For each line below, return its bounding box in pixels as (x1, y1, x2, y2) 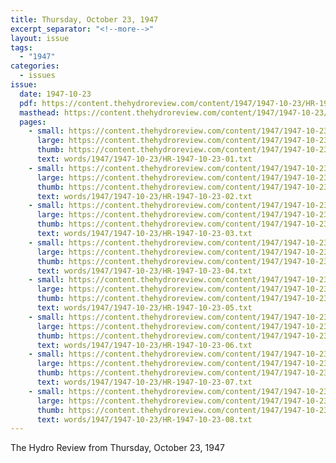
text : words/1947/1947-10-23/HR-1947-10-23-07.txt (36, 377, 253, 387)
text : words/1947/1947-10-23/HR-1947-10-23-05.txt (36, 303, 253, 313)
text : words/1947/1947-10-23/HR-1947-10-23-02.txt (36, 191, 253, 201)
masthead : (19, 107, 60, 118)
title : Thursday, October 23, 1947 (10, 14, 159, 25)
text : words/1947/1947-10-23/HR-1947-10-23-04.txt (36, 266, 253, 276)
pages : (19, 117, 47, 127)
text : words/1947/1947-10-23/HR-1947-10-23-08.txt (36, 414, 253, 425)
